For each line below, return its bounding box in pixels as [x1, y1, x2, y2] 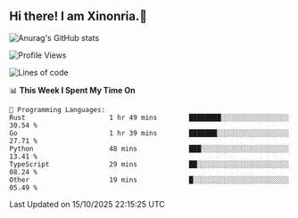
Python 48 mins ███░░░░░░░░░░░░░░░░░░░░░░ [9, 144, 290, 153]
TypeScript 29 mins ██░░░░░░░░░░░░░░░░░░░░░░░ [9, 159, 290, 169]
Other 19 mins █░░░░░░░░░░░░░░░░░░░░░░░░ [9, 175, 290, 184]
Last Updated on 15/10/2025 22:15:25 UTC [9, 198, 165, 209]
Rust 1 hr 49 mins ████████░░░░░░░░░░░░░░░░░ [9, 113, 290, 122]
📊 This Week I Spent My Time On [9, 85, 136, 95]
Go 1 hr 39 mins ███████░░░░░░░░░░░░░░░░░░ [9, 128, 290, 138]
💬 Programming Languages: [9, 105, 105, 114]
